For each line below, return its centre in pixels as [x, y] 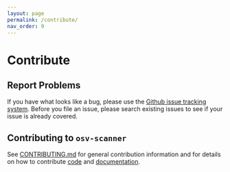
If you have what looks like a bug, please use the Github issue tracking [107, 102]
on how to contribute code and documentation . [74, 162]
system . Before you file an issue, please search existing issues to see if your [115, 109]
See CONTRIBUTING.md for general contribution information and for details [114, 154]
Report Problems [44, 85]
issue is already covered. [42, 116]
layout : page [26, 13]
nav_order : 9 [26, 26]
